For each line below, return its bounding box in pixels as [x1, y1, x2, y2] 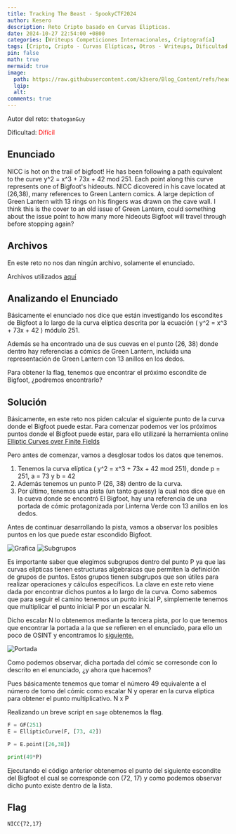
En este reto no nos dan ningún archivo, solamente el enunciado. [7, 258, 195, 267]
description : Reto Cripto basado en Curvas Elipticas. [7, 23, 171, 30]
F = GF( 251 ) [7, 721, 42, 729]
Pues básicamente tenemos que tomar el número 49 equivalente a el [7, 679, 206, 688]
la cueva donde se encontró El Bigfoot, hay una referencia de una [17, 494, 207, 503]
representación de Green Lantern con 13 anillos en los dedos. [7, 354, 185, 363]
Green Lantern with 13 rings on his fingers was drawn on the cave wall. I [7, 197, 216, 205]
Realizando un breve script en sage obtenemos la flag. [7, 708, 164, 717]
